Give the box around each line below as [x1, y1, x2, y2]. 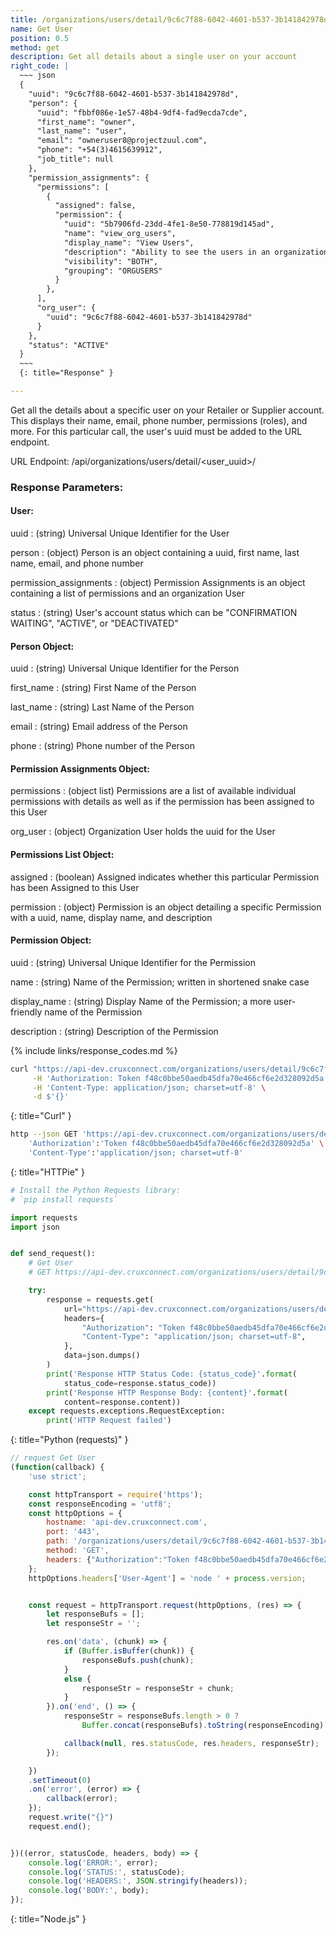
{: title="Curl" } [10, 1110, 72, 1122]
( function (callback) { [10, 1462, 105, 1473]
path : [46, 1536, 70, 1546]
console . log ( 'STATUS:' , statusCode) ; [28, 1867, 186, 1877]
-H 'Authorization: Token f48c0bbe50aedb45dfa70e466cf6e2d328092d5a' [32, 1073, 329, 1083]
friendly [10, 1006, 43, 1018]
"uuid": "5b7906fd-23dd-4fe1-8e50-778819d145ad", [63, 219, 275, 230]
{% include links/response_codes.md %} [10, 1044, 178, 1056]
